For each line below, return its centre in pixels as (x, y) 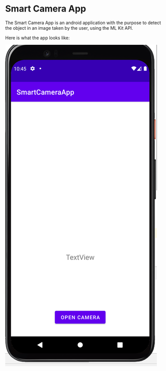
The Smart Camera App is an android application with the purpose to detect (83, 23)
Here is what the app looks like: (37, 38)
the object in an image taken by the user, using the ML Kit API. (69, 28)
